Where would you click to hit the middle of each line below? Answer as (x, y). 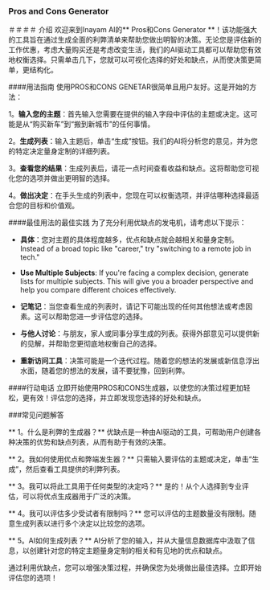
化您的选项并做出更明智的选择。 (61, 178)
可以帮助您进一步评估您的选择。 (94, 317)
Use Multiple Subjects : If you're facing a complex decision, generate (134, 273)
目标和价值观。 (54, 206)
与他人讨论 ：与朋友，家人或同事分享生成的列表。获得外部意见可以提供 (136, 334)
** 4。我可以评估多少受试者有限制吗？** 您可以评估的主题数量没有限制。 (129, 514)
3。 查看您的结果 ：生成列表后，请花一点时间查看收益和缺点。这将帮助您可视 (134, 168)
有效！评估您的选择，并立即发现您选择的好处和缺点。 (117, 398)
